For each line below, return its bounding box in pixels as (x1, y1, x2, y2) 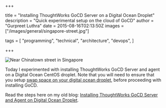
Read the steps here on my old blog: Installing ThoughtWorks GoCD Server (5, 92, 158, 98)
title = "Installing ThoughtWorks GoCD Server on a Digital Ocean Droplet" (5, 12, 155, 18)
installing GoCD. (5, 82, 38, 88)
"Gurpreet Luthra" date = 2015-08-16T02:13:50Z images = (5, 23, 124, 29)
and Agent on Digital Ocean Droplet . (5, 97, 79, 103)
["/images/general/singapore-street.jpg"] (5, 28, 89, 34)
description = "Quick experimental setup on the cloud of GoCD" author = (5, 18, 154, 23)
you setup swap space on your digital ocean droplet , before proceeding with (5, 77, 162, 83)
